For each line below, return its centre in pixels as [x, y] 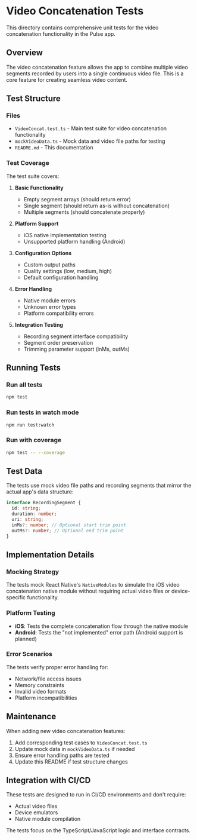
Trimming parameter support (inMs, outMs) [76, 349]
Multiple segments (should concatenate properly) [84, 212]
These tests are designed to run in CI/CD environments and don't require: [96, 795]
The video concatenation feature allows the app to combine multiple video [97, 67]
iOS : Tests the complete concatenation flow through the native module [101, 626]
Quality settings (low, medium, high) [68, 271]
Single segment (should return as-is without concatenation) [97, 206]
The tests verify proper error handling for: [57, 667]
